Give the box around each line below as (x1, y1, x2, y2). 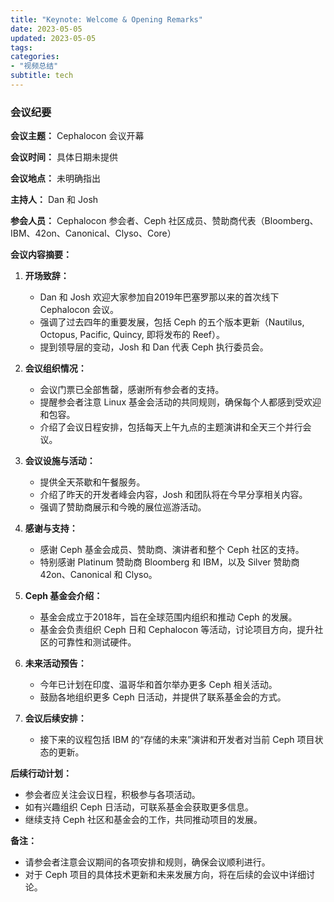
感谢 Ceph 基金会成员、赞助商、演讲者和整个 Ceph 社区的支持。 (39, 544, 305, 556)
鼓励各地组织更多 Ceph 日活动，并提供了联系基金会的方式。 (39, 691, 287, 703)
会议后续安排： (24, 712, 87, 725)
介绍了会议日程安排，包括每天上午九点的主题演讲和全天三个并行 (39, 421, 303, 433)
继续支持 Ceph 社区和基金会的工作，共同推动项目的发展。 (24, 814, 263, 826)
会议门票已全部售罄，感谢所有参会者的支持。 (39, 384, 225, 396)
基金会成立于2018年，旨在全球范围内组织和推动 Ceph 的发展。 (39, 611, 298, 623)
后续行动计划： (10, 767, 72, 780)
